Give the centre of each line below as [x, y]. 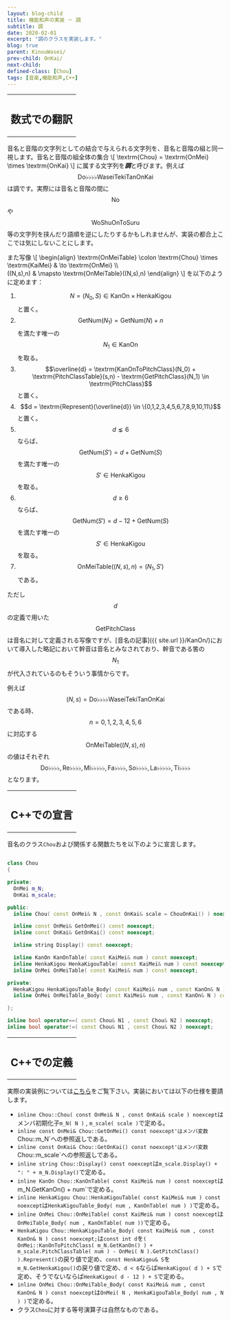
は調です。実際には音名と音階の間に [58, 188]
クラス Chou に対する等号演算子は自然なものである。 [90, 1310]
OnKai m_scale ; [35, 895]
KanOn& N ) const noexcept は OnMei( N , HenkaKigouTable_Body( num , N [120, 1292]
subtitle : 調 [25, 26]
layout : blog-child [35, 13]
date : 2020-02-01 [32, 33]
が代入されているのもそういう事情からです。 [70, 673]
